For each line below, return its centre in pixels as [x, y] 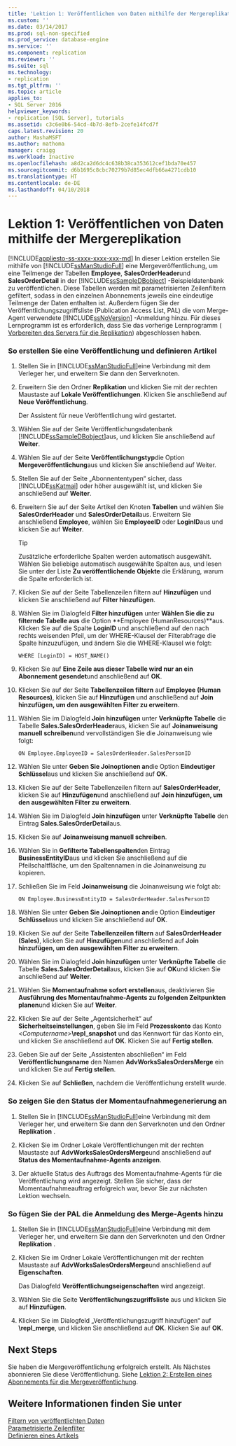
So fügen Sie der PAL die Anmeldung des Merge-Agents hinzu [116, 1214]
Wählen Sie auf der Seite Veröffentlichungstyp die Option [101, 458]
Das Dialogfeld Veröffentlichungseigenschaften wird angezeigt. [111, 1286]
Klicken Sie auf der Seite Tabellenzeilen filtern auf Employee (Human [119, 690]
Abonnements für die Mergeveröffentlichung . [73, 1382]
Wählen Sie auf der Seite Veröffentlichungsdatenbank [95, 429]
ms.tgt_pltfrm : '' [35, 85]
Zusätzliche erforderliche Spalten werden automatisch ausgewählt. [115, 557]
